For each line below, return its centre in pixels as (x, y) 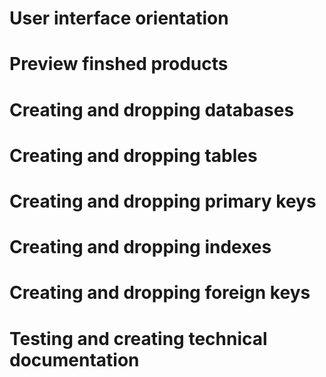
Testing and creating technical (138, 338)
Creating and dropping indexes (140, 247)
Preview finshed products (119, 64)
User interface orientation (119, 18)
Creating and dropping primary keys (163, 201)
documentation (74, 359)
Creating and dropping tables (133, 155)
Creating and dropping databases (152, 109)
